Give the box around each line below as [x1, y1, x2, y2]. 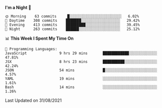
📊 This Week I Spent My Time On [5, 35, 74, 41]
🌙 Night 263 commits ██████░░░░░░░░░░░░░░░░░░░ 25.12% [5, 27, 140, 31]
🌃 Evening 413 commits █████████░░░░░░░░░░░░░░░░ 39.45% [5, 22, 140, 27]
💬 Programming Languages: [5, 46, 57, 51]
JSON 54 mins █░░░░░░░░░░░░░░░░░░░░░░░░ [5, 68, 158, 73]
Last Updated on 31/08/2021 [5, 97, 62, 103]
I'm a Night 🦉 [5, 5, 32, 10]
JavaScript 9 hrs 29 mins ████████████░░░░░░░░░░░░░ [5, 51, 158, 56]
